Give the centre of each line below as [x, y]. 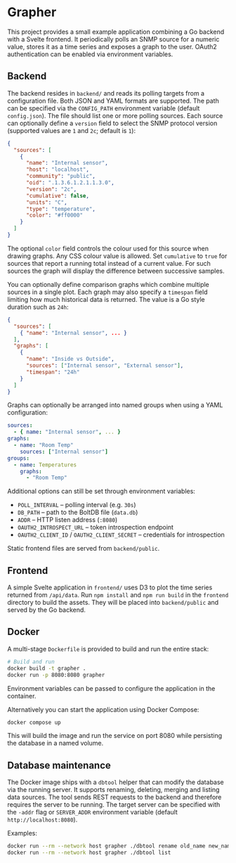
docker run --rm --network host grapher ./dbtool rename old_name [106, 846]
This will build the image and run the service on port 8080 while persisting [115, 736]
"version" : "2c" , [51, 189]
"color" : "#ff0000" [54, 215]
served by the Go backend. [47, 610]
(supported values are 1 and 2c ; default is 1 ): [71, 130]
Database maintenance [59, 765]
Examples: [22, 833]
